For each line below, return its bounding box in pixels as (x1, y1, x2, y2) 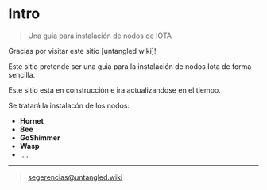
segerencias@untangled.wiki (27, 172, 123, 182)
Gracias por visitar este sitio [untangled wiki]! (8, 46, 157, 55)
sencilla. (8, 70, 36, 79)
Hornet (19, 116, 44, 125)
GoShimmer (19, 132, 61, 142)
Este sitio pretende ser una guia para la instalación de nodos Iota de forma (8, 61, 252, 71)
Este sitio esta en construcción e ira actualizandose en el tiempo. (8, 85, 221, 95)
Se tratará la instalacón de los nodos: (8, 101, 130, 110)
